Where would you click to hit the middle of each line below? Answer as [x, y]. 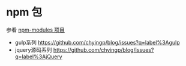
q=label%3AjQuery [38, 56]
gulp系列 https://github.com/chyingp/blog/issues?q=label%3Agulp [97, 42]
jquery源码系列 [33, 50]
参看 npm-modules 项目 [35, 30]
